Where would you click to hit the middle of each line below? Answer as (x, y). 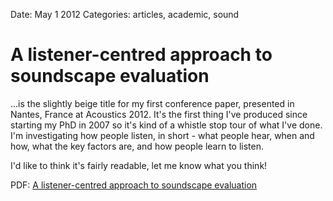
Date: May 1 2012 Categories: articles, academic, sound (125, 14)
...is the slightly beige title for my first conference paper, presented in (152, 103)
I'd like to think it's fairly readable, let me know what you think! (139, 165)
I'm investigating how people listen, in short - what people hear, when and (162, 135)
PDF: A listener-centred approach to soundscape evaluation (134, 185)
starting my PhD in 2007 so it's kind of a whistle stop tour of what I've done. (166, 125)
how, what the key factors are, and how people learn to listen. (137, 146)
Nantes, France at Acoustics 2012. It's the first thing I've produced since (159, 114)
